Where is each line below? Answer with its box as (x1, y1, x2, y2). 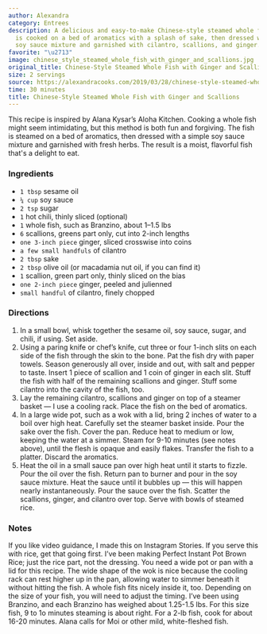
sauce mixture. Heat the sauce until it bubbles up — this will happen (19, 477, 242, 487)
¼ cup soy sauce (19, 195, 74, 204)
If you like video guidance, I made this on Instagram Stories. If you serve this (8, 541, 258, 551)
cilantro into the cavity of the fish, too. (19, 385, 145, 394)
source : (8, 78, 34, 86)
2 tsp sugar (19, 203, 59, 213)
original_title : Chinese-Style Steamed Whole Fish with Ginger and (8, 64, 237, 72)
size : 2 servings (8, 71, 66, 79)
